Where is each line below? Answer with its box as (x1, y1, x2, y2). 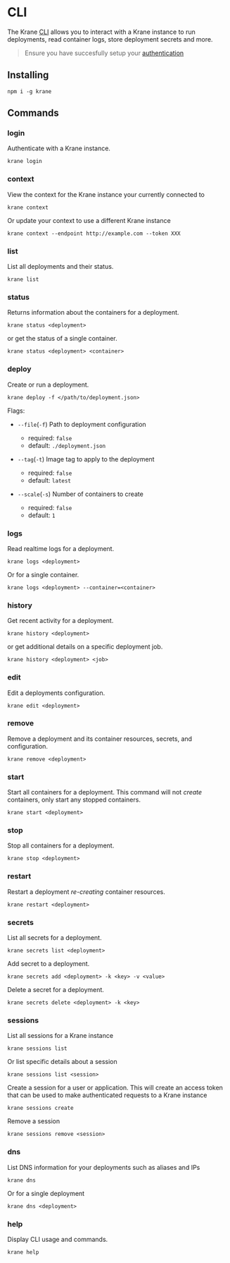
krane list (7, 276, 39, 283)
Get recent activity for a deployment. (7, 617, 114, 625)
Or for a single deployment (7, 1189, 85, 1197)
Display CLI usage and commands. (7, 1235, 108, 1243)
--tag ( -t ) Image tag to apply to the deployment (17, 454, 155, 463)
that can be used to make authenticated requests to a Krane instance (7, 1091, 207, 1099)
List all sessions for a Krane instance (7, 1032, 114, 1040)
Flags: (7, 406, 25, 415)
